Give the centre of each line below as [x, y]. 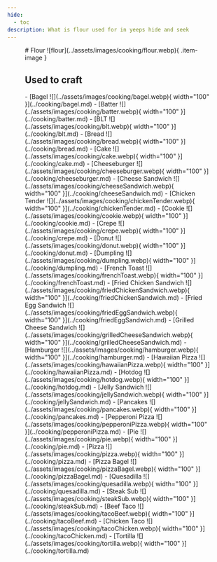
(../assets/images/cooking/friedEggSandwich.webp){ [101, 313]
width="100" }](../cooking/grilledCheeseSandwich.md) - [106, 343]
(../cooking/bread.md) [57, 149]
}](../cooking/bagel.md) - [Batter [71, 104]
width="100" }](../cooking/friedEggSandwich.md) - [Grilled [110, 320]
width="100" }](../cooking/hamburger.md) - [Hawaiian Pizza [111, 357]
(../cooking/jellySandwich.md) [68, 402]
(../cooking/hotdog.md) [58, 387]
